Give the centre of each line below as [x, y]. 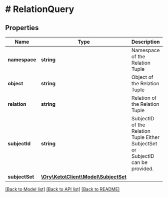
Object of [142, 77]
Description [145, 42]
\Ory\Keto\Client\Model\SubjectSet [83, 177]
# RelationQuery [40, 9]
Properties [22, 28]
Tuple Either [145, 137]
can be [139, 162]
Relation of [144, 98]
